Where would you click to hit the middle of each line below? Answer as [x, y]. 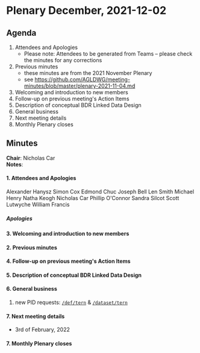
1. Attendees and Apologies [41, 178]
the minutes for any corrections [63, 60]
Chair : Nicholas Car [31, 158]
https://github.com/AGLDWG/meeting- [83, 79]
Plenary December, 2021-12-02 [86, 11]
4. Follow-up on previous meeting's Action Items [68, 261]
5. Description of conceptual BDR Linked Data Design [74, 275]
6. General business [32, 289]
